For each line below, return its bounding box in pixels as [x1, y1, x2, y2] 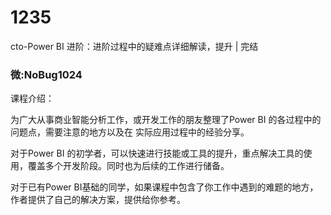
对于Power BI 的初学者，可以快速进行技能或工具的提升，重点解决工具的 [10, 147, 304, 160]
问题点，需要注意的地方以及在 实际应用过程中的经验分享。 [10, 126, 250, 138]
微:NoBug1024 [10, 67, 83, 81]
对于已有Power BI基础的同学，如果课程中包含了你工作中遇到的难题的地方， [10, 181, 319, 193]
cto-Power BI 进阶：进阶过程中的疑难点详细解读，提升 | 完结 [10, 40, 259, 52]
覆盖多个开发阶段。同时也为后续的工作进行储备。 [27, 160, 230, 172]
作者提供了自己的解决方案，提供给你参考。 [10, 194, 186, 206]
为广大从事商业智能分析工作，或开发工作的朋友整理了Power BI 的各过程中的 [10, 114, 322, 126]
